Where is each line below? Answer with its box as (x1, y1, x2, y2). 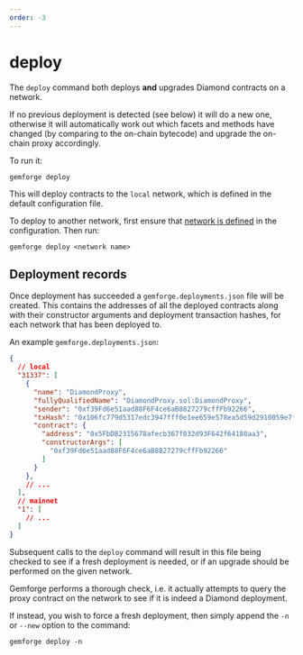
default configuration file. (9, 197, 104, 208)
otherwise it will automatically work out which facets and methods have (9, 118, 275, 129)
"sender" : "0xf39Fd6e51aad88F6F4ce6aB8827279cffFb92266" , (32, 405, 256, 414)
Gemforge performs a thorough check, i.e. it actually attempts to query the (9, 583, 287, 594)
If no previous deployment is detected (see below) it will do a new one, (9, 109, 272, 120)
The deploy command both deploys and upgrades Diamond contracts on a (9, 82, 286, 93)
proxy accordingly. (31, 137, 101, 149)
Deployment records (9, 267, 127, 282)
